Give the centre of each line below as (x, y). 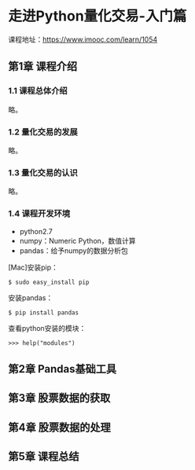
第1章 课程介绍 (43, 66)
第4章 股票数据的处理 (60, 427)
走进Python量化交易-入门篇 (97, 16)
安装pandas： (31, 297)
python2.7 (36, 231)
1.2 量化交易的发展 (43, 132)
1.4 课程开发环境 (39, 214)
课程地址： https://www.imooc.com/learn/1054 (83, 39)
